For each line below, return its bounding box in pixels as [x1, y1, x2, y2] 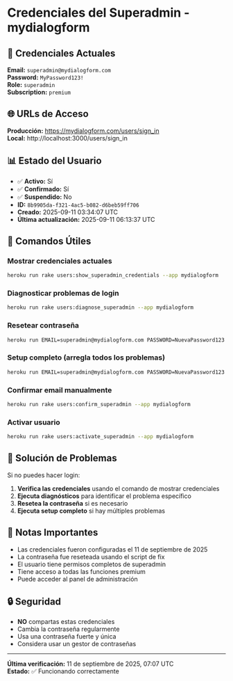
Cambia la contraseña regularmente [17, 625, 120, 634]
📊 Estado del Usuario [7, 155, 102, 167]
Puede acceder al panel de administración [17, 575, 138, 583]
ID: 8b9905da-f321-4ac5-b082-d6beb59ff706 [17, 200, 140, 209]
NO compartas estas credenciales [17, 618, 115, 626]
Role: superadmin [7, 81, 55, 88]
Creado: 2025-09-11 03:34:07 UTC [17, 207, 119, 216]
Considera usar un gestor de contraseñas [17, 640, 137, 648]
